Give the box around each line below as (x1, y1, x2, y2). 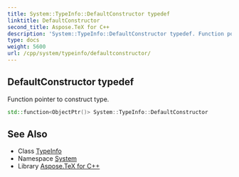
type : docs (7, 37, 40, 44)
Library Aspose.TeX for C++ (17, 162, 100, 171)
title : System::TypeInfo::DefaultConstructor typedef (7, 10, 171, 18)
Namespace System (17, 154, 77, 163)
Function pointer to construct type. (7, 95, 110, 103)
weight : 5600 (7, 43, 46, 50)
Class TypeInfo (17, 147, 62, 156)
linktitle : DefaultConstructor (7, 17, 100, 24)
